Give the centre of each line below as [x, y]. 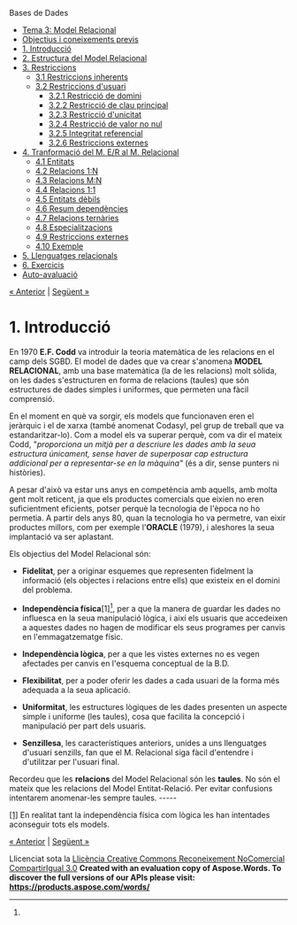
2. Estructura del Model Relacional [84, 58]
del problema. [47, 590]
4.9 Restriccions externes [82, 237]
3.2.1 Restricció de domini [95, 96]
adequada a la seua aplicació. [76, 690]
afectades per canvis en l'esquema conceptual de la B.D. [126, 663]
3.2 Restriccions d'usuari [80, 86]
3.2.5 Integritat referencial [95, 133]
